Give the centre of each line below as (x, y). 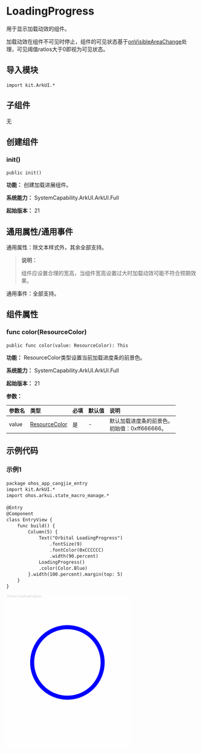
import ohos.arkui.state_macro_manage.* (58, 495)
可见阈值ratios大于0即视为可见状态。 (63, 49)
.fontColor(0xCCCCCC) (77, 550)
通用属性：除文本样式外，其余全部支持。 (57, 247)
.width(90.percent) (74, 556)
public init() (24, 173)
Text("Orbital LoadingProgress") (80, 538)
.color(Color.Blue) (63, 568)
